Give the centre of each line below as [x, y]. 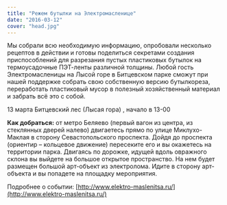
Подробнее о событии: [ [43, 187]
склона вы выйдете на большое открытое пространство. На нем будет [111, 159]
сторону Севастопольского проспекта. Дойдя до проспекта [124, 137]
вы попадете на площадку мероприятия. [98, 174]
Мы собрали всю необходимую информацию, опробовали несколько [109, 46]
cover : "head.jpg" [33, 26]
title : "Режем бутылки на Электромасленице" [72, 13]
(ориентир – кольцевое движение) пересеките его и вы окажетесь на [109, 145]
